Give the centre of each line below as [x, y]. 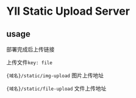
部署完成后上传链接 [30, 49]
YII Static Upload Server [68, 11]
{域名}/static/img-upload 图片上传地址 [55, 75]
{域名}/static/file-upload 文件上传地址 [56, 88]
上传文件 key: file [30, 62]
